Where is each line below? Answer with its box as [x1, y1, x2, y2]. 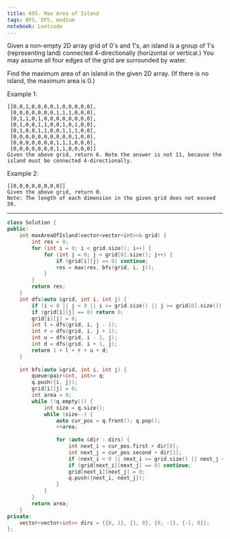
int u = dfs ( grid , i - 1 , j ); [31, 334, 118, 341]
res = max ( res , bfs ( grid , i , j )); [55, 264, 155, 271]
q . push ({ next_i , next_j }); [68, 474, 146, 481]
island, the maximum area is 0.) [7, 77, 96, 85]
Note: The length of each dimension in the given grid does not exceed [7, 195, 216, 202]
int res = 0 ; [31, 238, 69, 245]
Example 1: [7, 90, 38, 98]
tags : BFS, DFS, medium [7, 16, 75, 23]
